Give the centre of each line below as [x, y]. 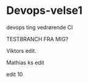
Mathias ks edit [25, 62]
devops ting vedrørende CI [40, 27]
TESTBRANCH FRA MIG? [37, 39]
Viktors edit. [21, 51]
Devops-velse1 [45, 11]
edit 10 [15, 74]
